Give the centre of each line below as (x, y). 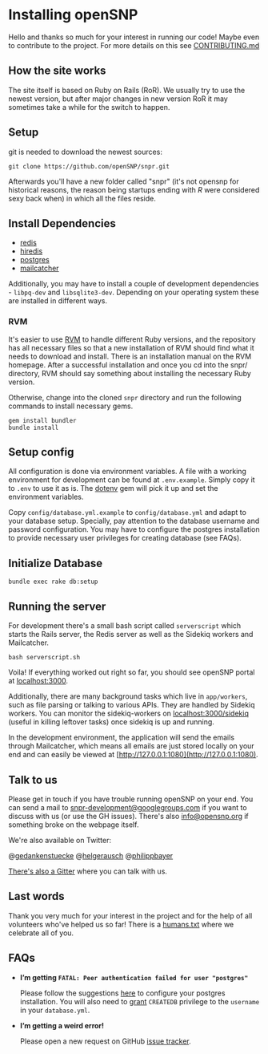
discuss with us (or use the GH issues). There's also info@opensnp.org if (129, 816)
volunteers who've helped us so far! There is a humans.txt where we (121, 924)
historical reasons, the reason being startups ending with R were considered (134, 189)
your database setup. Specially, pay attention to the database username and (134, 521)
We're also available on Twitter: (60, 840)
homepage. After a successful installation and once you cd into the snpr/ (128, 365)
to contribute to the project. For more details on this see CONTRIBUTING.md (134, 45)
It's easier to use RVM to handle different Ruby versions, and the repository (132, 339)
